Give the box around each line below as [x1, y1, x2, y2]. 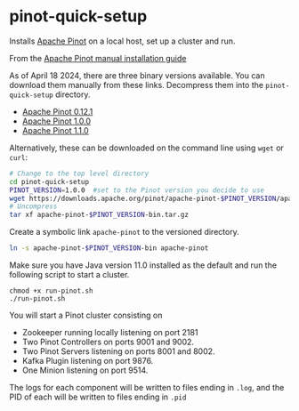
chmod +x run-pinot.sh [9, 286, 93, 295]
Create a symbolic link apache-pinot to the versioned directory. [9, 227, 240, 238]
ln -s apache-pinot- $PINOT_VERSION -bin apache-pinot [9, 244, 209, 253]
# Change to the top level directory [9, 169, 149, 178]
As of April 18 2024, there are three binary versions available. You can [9, 69, 265, 81]
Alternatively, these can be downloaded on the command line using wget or [9, 142, 285, 153]
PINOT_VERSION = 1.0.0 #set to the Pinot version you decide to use [9, 185, 265, 195]
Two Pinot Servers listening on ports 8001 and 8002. [21, 346, 215, 357]
